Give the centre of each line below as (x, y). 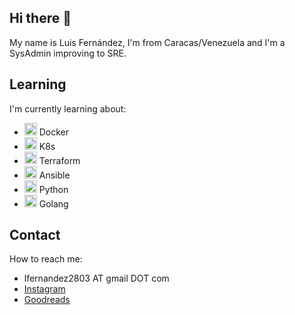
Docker (54, 132)
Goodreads (47, 300)
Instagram (44, 289)
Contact (35, 235)
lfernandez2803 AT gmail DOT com (96, 278)
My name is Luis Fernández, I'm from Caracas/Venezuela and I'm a (147, 42)
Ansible (54, 175)
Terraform (59, 160)
